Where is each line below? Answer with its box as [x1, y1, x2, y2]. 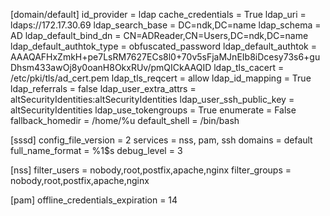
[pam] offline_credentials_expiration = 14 [10, 194, 178, 206]
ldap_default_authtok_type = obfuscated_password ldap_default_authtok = [10, 40, 317, 52]
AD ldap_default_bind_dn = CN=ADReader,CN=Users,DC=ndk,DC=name [10, 30, 309, 41]
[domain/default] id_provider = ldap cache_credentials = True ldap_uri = [10, 9, 307, 20]
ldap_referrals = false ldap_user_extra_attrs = [10, 83, 197, 94]
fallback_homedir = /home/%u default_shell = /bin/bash [10, 115, 240, 126]
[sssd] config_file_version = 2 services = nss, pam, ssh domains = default [10, 134, 313, 146]
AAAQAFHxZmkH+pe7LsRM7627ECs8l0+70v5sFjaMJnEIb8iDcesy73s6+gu [10, 51, 321, 63]
